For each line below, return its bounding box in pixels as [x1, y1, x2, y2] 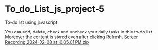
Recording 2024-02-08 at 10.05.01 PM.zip [5, 39, 89, 45]
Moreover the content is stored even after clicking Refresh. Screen [5, 34, 139, 40]
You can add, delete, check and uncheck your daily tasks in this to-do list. [5, 29, 154, 34]
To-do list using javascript [5, 19, 58, 25]
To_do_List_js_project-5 [5, 3, 105, 15]
